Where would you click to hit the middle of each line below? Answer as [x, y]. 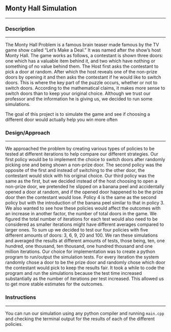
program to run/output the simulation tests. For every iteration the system [82, 257]
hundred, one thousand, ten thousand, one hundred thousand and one [79, 246]
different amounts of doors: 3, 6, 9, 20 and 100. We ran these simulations [82, 235]
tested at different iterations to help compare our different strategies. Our [82, 154]
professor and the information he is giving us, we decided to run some [79, 99]
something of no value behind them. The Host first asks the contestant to [82, 66]
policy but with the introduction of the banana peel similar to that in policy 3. [85, 203]
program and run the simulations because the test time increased [74, 273]
